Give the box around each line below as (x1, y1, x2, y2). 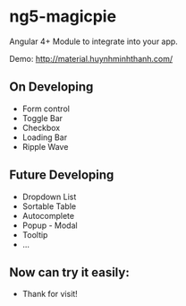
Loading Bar (21, 132, 68, 143)
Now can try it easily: (9, 265, 130, 280)
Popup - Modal (21, 220, 78, 231)
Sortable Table (21, 200, 77, 212)
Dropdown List (21, 191, 77, 202)
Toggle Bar (21, 112, 63, 123)
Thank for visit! (21, 289, 78, 300)
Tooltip (21, 229, 48, 240)
